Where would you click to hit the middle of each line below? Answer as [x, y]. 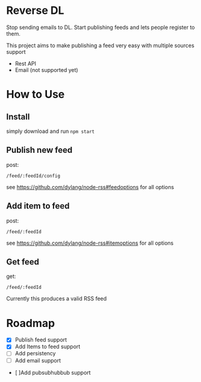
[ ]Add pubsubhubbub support [53, 372]
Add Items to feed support [48, 347]
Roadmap [31, 323]
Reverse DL [35, 11]
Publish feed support [41, 340]
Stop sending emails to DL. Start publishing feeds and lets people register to [100, 27]
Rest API [26, 63]
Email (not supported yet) [46, 70]
